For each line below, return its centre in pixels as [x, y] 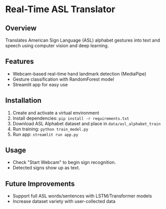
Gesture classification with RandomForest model [63, 79]
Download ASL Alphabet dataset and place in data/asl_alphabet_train [87, 123]
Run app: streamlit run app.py [45, 134]
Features [20, 62]
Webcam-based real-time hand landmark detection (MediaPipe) [79, 74]
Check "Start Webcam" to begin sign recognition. [64, 162]
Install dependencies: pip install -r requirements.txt [71, 118]
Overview [21, 28]
